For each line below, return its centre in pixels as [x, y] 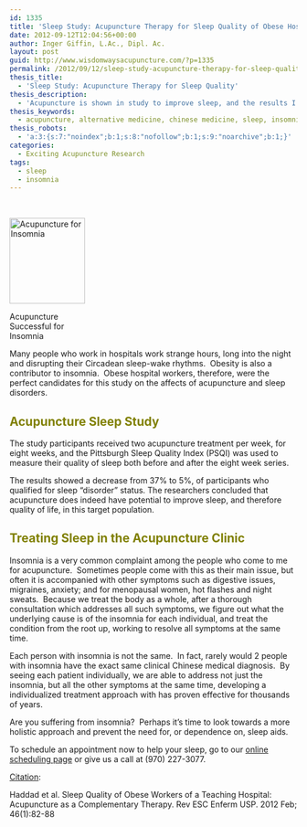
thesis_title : [37, 78]
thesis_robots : [38, 129]
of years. [26, 704]
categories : [32, 145]
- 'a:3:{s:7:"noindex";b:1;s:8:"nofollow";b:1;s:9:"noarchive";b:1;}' [155, 137]
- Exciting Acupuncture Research [81, 154]
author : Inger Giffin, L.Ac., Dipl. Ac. [88, 43]
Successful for [37, 326]
